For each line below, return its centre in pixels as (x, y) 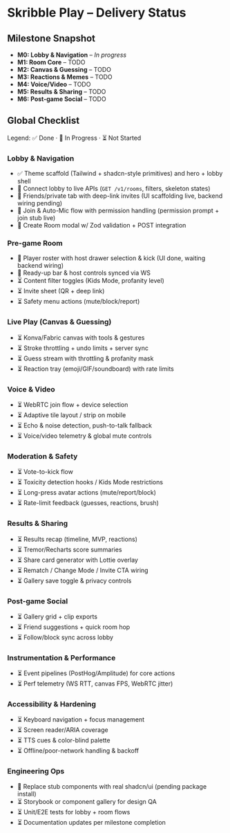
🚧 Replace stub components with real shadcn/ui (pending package (112, 786)
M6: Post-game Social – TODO (61, 99)
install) (27, 794)
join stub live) (36, 218)
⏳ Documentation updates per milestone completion (91, 822)
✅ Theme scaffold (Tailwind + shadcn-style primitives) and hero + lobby (120, 174)
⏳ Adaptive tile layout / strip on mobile (71, 415)
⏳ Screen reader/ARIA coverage (63, 730)
